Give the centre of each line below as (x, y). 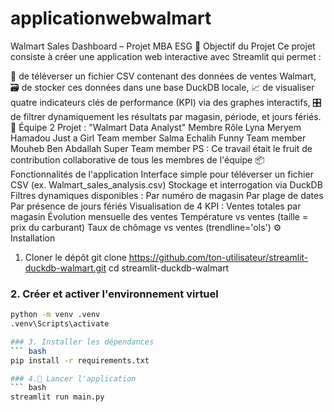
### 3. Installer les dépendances (82, 342)
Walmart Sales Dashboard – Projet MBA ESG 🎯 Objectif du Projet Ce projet (163, 46)
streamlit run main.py (57, 397)
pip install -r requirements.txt (80, 360)
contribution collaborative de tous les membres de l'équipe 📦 (137, 159)
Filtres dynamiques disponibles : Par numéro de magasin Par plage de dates (167, 195)
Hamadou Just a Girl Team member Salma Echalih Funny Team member (158, 138)
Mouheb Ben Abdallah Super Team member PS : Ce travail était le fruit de (161, 148)
